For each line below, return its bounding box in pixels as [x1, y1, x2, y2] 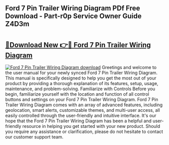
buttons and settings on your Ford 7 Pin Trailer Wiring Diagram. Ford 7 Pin [5, 97, 158, 102]
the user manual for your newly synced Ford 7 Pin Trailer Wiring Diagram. [5, 70, 158, 76]
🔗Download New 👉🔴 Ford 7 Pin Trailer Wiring [5, 40, 151, 49]
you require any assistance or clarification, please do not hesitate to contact [5, 128, 163, 134]
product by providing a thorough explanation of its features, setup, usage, [5, 81, 159, 86]
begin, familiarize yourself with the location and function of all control [5, 91, 150, 97]
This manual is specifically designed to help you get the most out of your [5, 75, 156, 81]
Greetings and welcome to [101, 64, 157, 70]
